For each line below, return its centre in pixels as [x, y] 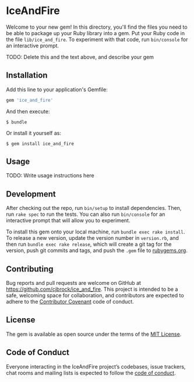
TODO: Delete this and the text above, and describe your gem [80, 57]
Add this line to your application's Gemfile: [57, 90]
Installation [27, 75]
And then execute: [28, 111]
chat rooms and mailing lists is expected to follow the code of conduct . [91, 373]
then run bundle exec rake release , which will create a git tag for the [89, 245]
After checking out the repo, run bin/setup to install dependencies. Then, [94, 208]
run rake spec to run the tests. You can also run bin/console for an [86, 214]
